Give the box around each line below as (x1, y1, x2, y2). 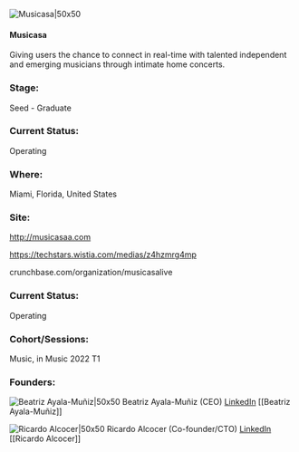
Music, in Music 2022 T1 (9, 353, 101, 364)
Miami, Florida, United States (9, 188, 118, 199)
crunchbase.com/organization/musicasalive (9, 267, 173, 278)
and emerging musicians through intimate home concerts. (9, 59, 226, 70)
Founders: (9, 376, 56, 389)
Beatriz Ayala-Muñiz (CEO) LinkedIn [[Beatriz (121, 397, 291, 408)
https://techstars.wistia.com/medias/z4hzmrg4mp (9, 249, 198, 260)
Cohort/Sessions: (9, 332, 89, 345)
